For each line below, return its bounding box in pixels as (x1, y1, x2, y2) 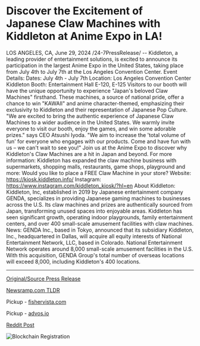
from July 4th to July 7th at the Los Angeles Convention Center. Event (6, 68, 177, 75)
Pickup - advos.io (6, 310, 49, 317)
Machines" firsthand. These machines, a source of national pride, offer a (6, 93, 185, 101)
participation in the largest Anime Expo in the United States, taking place (6, 61, 184, 69)
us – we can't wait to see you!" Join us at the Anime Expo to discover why (6, 144, 187, 151)
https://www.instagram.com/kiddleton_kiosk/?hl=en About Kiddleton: (6, 182, 176, 189)
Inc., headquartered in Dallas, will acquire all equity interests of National (6, 232, 183, 239)
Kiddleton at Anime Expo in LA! (6, 30, 162, 43)
